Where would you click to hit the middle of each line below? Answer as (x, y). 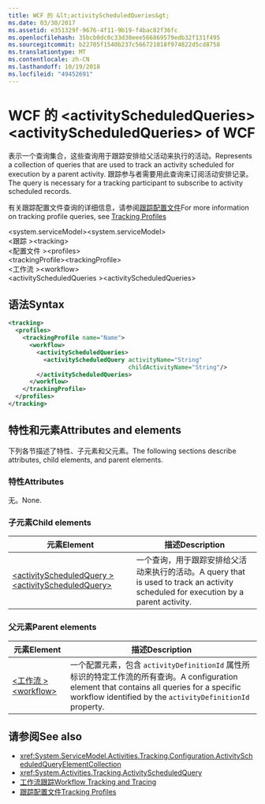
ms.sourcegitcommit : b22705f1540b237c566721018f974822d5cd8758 (114, 45)
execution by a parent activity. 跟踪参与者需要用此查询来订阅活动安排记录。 (131, 173)
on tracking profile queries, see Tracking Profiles (88, 216)
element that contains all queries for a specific (156, 687)
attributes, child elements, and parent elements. (86, 460)
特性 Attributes (36, 482)
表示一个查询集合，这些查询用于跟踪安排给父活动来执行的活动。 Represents (130, 155)
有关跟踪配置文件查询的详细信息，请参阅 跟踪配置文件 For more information (129, 207)
